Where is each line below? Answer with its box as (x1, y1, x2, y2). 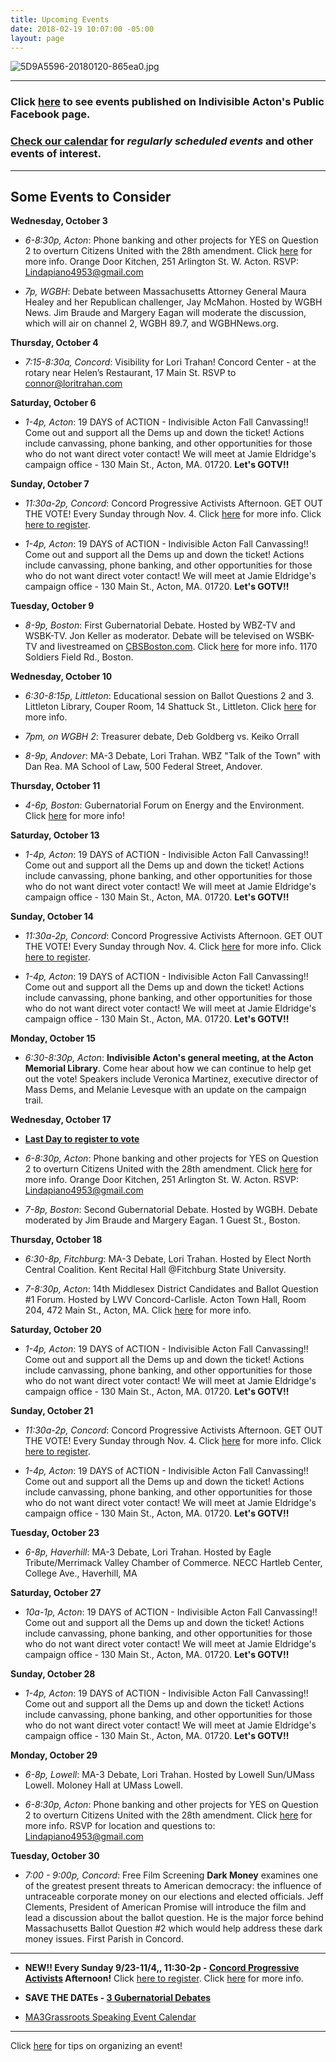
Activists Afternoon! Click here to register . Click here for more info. (24, 1972, 304, 1985)
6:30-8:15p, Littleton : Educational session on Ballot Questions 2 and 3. (24, 690, 315, 702)
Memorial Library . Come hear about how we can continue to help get (24, 1062, 312, 1075)
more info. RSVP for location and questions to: (24, 1820, 216, 1832)
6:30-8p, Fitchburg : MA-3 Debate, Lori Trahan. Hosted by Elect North (24, 1253, 312, 1265)
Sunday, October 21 (10, 1405, 94, 1417)
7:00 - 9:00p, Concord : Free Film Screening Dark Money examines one (24, 1869, 319, 1881)
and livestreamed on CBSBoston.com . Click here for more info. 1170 (39, 641, 318, 653)
